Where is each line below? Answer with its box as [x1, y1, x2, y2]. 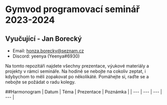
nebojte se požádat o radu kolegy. [5, 79, 76, 85]
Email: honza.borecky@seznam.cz [12, 48, 84, 54]
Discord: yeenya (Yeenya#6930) [12, 53, 80, 59]
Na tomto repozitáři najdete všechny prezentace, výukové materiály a [5, 63, 149, 69]
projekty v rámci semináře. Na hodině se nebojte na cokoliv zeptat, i [5, 68, 146, 74]
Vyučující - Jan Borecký [5, 34, 82, 43]
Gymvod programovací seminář [5, 4, 140, 15]
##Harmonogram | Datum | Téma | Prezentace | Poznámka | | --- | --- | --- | [5, 89, 162, 94]
